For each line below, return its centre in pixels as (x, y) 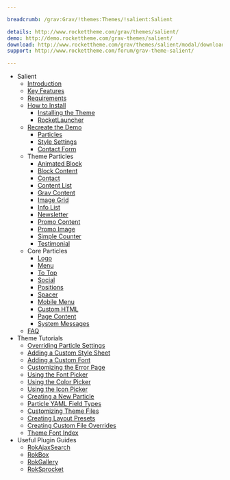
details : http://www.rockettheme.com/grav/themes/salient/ (93, 31)
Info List (49, 207)
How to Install (47, 105)
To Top (47, 273)
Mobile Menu (56, 302)
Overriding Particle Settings (66, 346)
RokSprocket (45, 469)
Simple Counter (60, 236)
